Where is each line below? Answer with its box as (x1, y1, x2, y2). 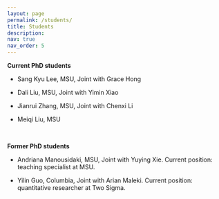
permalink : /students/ (7, 17, 73, 24)
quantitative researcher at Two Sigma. (17, 184, 126, 191)
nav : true (7, 36, 36, 43)
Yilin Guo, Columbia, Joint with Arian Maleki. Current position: (17, 176, 193, 184)
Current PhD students (7, 62, 71, 69)
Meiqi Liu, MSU (17, 115, 61, 123)
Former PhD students (7, 142, 70, 150)
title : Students (7, 23, 54, 30)
